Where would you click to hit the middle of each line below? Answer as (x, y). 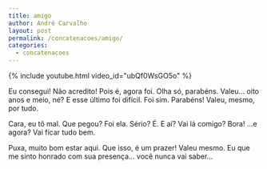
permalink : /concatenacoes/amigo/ (66, 38)
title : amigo (30, 16)
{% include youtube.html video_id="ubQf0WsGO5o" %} (100, 76)
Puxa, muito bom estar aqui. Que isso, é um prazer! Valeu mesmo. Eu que (129, 148)
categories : (28, 46)
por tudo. (24, 108)
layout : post (30, 30)
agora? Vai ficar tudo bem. (52, 132)
